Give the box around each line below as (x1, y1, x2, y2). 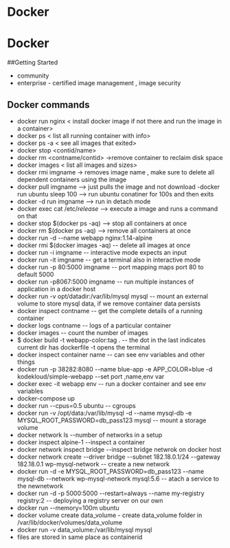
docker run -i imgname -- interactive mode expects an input (16, 248, 187, 256)
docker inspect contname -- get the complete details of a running (16, 306, 203, 315)
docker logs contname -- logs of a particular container (16, 321, 172, 330)
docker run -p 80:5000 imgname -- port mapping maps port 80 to (16, 262, 204, 271)
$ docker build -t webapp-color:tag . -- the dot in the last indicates (16, 336, 206, 344)
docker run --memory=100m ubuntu (16, 503, 120, 512)
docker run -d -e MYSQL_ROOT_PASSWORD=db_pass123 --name (16, 467, 205, 475)
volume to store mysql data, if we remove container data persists (16, 299, 201, 308)
